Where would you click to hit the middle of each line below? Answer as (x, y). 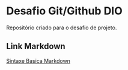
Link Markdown (36, 46)
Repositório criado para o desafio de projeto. (62, 28)
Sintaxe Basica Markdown (38, 60)
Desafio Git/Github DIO (65, 11)
